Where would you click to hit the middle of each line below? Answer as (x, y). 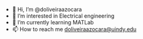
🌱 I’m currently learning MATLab (53, 22)
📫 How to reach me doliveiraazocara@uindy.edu (74, 29)
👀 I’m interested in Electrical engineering (63, 16)
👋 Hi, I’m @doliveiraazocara (47, 9)
